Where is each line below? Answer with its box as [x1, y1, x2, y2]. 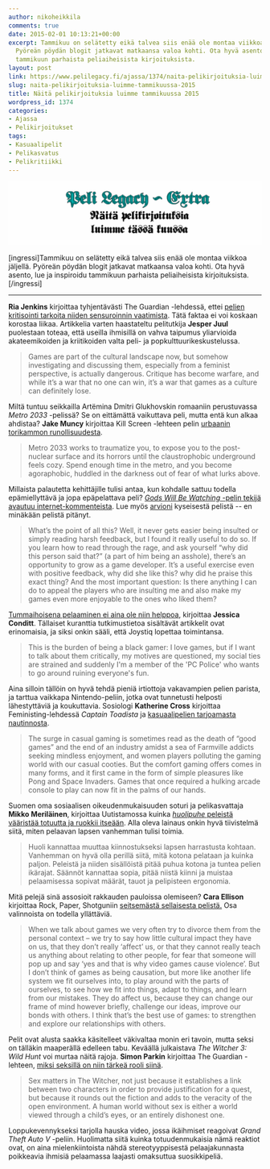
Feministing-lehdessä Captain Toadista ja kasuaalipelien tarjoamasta [8, 709, 236, 719]
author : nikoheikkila [8, 13, 81, 21]
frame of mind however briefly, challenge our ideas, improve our [27, 1001, 241, 1011]
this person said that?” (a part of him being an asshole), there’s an [27, 551, 247, 560]
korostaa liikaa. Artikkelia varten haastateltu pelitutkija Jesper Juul [8, 318, 229, 328]
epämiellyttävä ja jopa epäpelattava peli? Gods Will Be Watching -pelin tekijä [8, 493, 261, 502]
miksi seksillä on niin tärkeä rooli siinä [36, 1060, 162, 1070]
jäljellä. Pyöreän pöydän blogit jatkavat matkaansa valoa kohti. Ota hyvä [8, 261, 245, 271]
